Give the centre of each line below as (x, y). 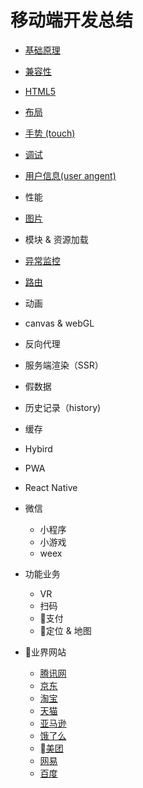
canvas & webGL (59, 323)
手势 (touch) (50, 133)
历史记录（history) (63, 407)
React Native (51, 487)
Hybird (38, 448)
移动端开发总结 (72, 20)
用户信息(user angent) (70, 175)
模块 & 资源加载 (56, 239)
